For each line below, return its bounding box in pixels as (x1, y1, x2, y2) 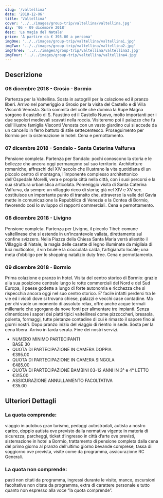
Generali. (5, 454, 23, 459)
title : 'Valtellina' (5, 16, 47, 21)
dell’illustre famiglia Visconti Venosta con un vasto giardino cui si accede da (5, 122, 157, 128)
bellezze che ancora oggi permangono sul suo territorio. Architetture (5, 161, 143, 167)
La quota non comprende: (5, 466, 67, 473)
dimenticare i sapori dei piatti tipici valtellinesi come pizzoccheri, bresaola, (5, 311, 154, 317)
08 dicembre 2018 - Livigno (5, 215, 72, 221)
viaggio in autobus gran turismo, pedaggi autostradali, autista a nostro (5, 422, 146, 428)
